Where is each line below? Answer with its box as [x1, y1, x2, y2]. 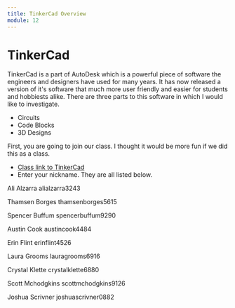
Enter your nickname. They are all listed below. [17, 170, 153, 179]
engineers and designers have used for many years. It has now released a [7, 78, 221, 86]
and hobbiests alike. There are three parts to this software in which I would [7, 93, 223, 101]
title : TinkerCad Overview [7, 10, 86, 18]
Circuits [17, 114, 40, 122]
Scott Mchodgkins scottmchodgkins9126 [7, 279, 126, 288]
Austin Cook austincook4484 [7, 225, 92, 234]
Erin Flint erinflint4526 [7, 239, 72, 247]
